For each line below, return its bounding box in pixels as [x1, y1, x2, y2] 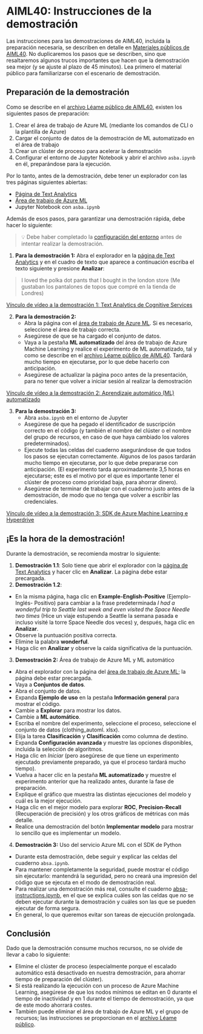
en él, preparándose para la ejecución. [15, 160, 111, 168]
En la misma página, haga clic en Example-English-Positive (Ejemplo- [15, 592, 191, 600]
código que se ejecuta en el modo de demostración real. [15, 878, 156, 886]
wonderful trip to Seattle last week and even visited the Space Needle [15, 606, 190, 613]
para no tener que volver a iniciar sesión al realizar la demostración [24, 377, 192, 385]
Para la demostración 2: [15, 313, 77, 320]
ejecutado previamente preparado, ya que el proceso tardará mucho [15, 758, 186, 765]
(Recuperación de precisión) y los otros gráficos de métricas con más [15, 810, 190, 817]
